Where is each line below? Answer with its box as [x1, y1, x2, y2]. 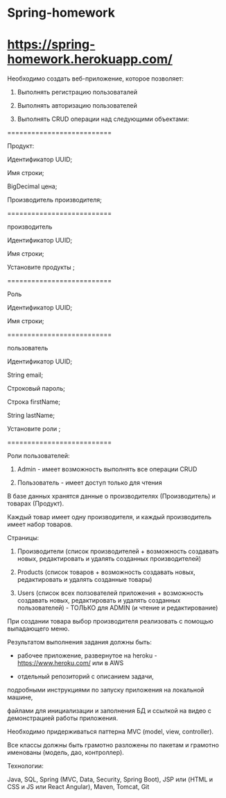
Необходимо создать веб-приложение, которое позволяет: [7, 74, 184, 83]
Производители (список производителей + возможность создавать [17, 547, 219, 555]
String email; [7, 370, 44, 380]
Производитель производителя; [7, 196, 103, 204]
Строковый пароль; [7, 384, 66, 393]
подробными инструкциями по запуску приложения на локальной [7, 686, 205, 694]
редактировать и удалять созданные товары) [17, 576, 153, 584]
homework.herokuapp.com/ [7, 51, 173, 67]
